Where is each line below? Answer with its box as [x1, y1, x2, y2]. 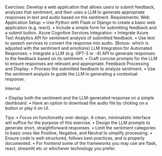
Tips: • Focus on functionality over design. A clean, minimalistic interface [5, 115, 151, 120]
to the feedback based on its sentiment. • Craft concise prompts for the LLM [5, 56, 158, 61]
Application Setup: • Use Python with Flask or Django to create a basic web [5, 19, 156, 25]
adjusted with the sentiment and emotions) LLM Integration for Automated [5, 46, 152, 51]
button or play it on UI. [5, 105, 50, 111]
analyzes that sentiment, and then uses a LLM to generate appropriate [5, 9, 145, 15]
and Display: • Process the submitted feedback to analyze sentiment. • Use [5, 66, 156, 72]
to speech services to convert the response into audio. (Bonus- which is [5, 40, 149, 46]
